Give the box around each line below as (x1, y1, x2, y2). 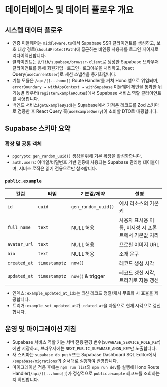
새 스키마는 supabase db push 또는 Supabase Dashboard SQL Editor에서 (12, 351, 157, 357)
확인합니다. (17, 376, 40, 382)
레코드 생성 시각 (119, 260, 154, 267)
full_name (7, 224, 31, 230)
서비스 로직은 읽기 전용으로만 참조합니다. (19, 165, 98, 171)
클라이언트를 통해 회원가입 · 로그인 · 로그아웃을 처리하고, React (12, 65, 134, 71)
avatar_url (7, 241, 33, 247)
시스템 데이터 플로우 (5, 26, 63, 34)
